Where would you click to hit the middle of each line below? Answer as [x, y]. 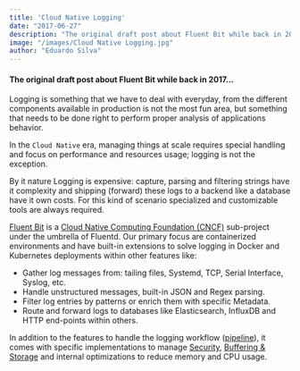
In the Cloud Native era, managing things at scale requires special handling [147, 145]
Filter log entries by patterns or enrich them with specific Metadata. [146, 301]
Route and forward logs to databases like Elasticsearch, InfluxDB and [149, 311]
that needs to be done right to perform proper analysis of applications [137, 118]
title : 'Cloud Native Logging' [67, 17]
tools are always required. [57, 210]
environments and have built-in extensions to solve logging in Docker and [144, 246]
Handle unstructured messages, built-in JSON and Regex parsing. [143, 292]
